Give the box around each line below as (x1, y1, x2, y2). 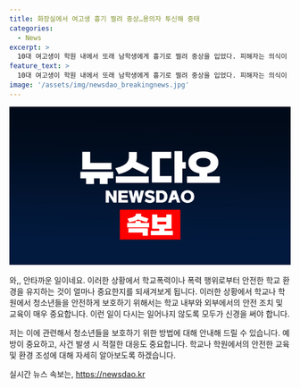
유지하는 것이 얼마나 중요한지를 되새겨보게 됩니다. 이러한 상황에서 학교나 (25, 286, 277, 297)
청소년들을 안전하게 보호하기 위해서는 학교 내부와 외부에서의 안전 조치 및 (32, 298, 284, 308)
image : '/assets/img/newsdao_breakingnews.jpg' (9, 80, 190, 89)
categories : (9, 23, 54, 33)
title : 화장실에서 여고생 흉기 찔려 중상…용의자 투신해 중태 (9, 14, 200, 23)
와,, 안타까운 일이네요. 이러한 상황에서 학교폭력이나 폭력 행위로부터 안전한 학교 (9, 275, 281, 286)
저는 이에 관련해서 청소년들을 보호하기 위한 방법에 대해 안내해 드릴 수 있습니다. (9, 327, 281, 339)
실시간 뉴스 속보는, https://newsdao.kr (9, 369, 146, 380)
